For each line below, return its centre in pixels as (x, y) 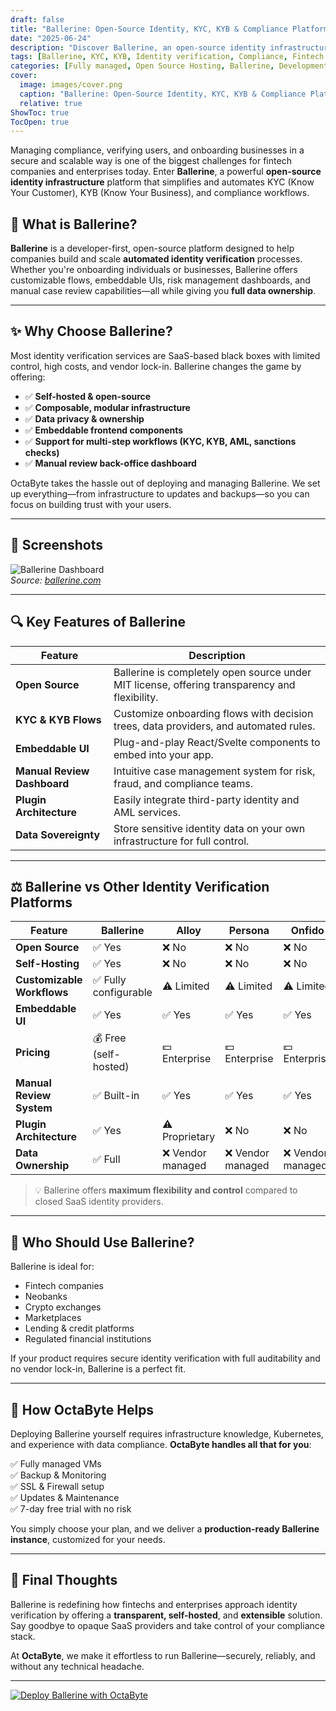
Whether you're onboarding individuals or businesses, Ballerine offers (154, 270)
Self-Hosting (47, 964)
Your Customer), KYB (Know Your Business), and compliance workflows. (160, 193)
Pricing (33, 1052)
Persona (249, 931)
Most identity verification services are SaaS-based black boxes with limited (165, 355)
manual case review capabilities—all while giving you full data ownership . (163, 291)
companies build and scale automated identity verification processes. (156, 259)
